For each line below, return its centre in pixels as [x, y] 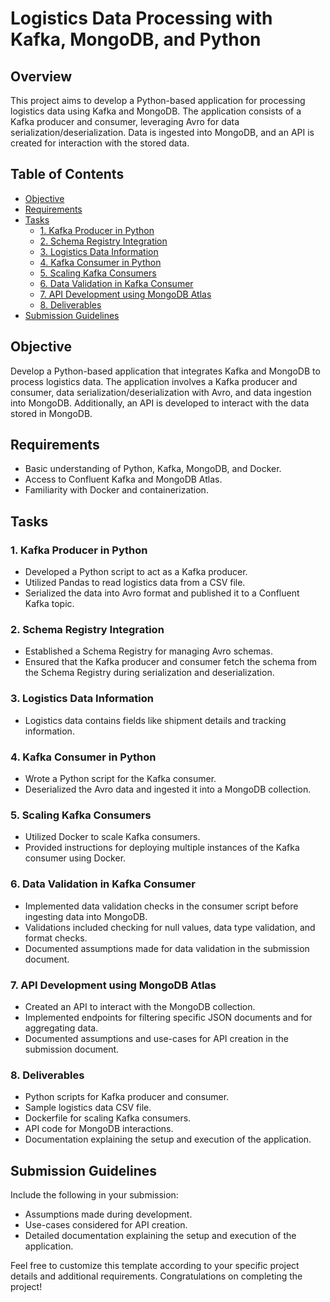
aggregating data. [61, 1028]
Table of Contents [67, 174]
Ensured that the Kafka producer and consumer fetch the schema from [171, 662]
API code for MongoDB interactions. [99, 1129]
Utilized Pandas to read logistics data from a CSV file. [135, 583]
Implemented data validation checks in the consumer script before [161, 906]
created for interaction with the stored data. [100, 143]
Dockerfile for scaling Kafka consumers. [108, 1118]
